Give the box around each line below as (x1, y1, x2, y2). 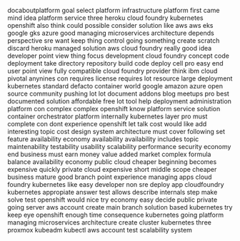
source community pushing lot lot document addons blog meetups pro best (7, 89, 230, 98)
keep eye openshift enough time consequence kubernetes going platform (7, 210, 224, 219)
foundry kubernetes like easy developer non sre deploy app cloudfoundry (7, 180, 224, 188)
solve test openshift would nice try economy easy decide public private (7, 195, 218, 204)
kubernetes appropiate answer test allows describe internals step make (7, 188, 218, 196)
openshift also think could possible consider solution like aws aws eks (7, 21, 214, 29)
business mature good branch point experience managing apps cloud (7, 173, 212, 181)
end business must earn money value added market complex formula (7, 150, 211, 158)
